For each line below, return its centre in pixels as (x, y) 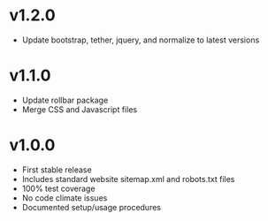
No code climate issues (65, 198)
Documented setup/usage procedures (92, 207)
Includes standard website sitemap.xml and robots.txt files (128, 179)
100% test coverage (58, 188)
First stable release (57, 170)
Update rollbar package (65, 100)
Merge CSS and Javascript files (80, 109)
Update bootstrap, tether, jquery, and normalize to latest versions (141, 40)
